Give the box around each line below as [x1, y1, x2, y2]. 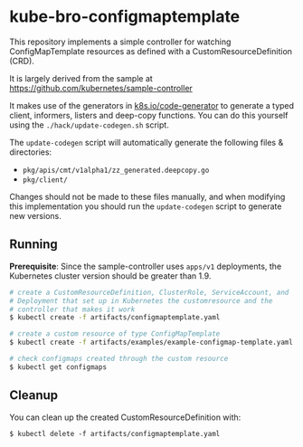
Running [9, 237, 59, 252]
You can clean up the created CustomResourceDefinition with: [9, 412, 241, 423]
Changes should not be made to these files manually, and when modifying [9, 191, 286, 202]
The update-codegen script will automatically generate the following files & [9, 137, 284, 147]
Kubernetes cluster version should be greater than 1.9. [9, 270, 212, 281]
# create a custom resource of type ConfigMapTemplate [9, 329, 221, 338]
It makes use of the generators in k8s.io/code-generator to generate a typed [9, 100, 295, 110]
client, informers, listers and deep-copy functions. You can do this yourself [9, 109, 289, 120]
